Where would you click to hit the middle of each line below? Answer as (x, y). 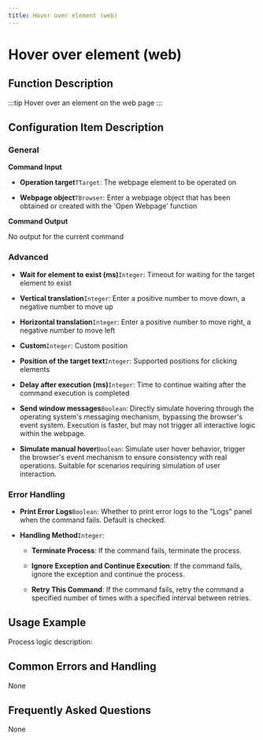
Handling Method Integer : (62, 535)
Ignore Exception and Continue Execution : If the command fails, (137, 565)
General (24, 149)
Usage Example (47, 623)
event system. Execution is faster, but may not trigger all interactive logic (137, 425)
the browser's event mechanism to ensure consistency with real (123, 457)
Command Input (35, 167)
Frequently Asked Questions (80, 710)
